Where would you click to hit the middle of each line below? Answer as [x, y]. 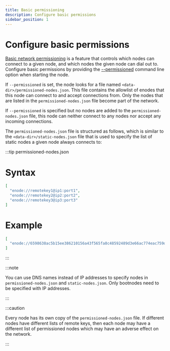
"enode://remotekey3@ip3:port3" [44, 200]
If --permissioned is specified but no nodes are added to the [68, 111]
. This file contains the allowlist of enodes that [116, 90]
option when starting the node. [37, 75]
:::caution [15, 308]
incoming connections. [29, 121]
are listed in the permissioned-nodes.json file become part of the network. [82, 101]
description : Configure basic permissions [51, 15]
